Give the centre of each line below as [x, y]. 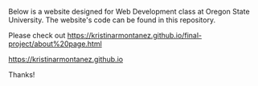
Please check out [37, 35]
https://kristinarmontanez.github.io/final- [135, 35]
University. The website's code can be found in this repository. [112, 20]
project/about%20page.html [55, 44]
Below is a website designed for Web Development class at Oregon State [129, 12]
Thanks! [22, 74]
